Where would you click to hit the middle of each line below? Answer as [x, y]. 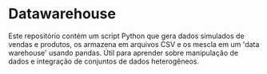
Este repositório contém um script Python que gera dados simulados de [127, 36]
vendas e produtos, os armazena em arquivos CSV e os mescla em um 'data [134, 44]
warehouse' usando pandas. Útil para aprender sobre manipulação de [123, 53]
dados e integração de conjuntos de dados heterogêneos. [104, 61]
